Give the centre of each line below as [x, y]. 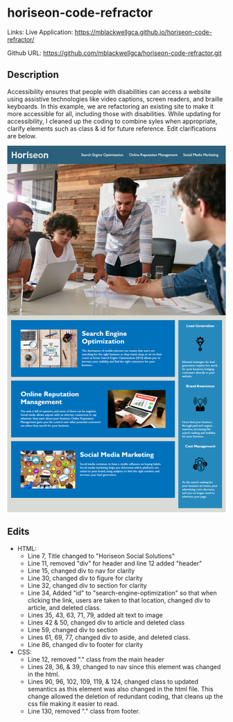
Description [33, 75]
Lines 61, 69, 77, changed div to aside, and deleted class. [109, 637]
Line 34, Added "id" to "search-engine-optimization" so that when [122, 593]
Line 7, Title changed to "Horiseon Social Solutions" [101, 556]
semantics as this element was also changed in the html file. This [120, 689]
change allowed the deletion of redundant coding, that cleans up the [125, 696]
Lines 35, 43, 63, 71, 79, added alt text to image [95, 615]
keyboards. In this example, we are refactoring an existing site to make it [110, 106]
